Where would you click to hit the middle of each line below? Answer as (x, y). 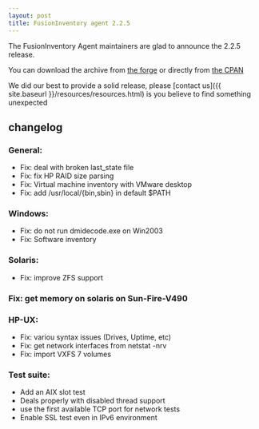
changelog (36, 127)
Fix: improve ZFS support (62, 277)
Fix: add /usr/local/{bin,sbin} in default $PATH (95, 193)
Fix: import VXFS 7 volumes (66, 354)
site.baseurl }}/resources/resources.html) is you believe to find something (130, 93)
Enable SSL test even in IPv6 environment (88, 418)
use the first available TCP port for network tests (100, 409)
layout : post (30, 16)
